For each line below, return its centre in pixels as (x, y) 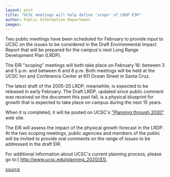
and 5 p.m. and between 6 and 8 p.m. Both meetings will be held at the (80, 71)
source (13, 169)
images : (14, 24)
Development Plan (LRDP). (33, 55)
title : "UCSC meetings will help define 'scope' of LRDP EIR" (73, 15)
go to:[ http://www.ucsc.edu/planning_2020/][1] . (56, 160)
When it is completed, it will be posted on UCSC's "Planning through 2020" (85, 112)
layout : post (19, 10)
